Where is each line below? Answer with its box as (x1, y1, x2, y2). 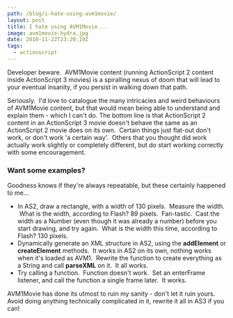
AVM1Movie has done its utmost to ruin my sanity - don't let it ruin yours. (7, 289, 216, 298)
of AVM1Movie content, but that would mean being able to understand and (7, 104, 220, 112)
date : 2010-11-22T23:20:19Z (7, 36, 89, 43)
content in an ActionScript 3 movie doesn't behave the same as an (7, 118, 198, 127)
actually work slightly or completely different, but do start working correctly (7, 141, 224, 149)
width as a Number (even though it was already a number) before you (17, 217, 217, 225)
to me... (7, 189, 29, 197)
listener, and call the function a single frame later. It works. (17, 276, 187, 285)
